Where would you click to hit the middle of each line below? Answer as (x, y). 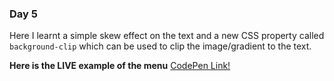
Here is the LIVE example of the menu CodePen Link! (120, 66)
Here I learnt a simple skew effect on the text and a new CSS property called (167, 36)
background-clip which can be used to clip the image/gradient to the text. (160, 46)
